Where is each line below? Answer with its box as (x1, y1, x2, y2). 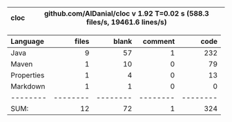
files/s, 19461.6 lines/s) (86, 17, 167, 27)
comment (142, 37, 175, 46)
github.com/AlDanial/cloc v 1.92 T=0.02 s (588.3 (43, 9, 209, 18)
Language (10, 37, 45, 46)
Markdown (10, 82, 46, 91)
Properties (10, 71, 45, 80)
